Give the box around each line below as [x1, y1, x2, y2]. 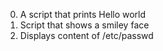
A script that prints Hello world [19, 9, 147, 20]
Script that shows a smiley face [19, 19, 150, 31]
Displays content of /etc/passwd [19, 30, 154, 41]
